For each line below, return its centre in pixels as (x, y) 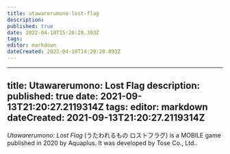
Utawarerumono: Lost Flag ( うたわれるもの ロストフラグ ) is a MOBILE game (114, 135)
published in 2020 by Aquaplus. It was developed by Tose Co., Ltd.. (102, 143)
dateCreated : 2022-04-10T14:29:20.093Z (64, 52)
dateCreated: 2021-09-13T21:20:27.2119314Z (106, 118)
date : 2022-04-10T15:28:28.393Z (53, 33)
